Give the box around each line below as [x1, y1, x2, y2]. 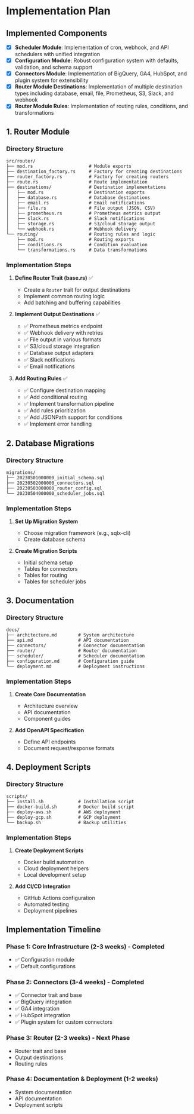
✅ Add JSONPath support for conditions [23, 414, 123, 421]
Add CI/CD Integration [14, 883, 71, 890]
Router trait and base [14, 1047, 67, 1054]
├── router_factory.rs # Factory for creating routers [6, 174, 169, 180]
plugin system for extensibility [14, 76, 89, 84]
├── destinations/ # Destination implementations [6, 184, 167, 190]
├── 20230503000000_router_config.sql [6, 485, 102, 491]
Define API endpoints [23, 738, 76, 745]
